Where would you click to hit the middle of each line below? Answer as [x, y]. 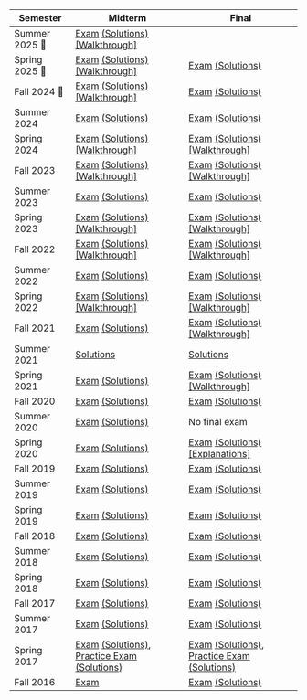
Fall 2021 [35, 328]
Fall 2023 [35, 170]
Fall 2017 [35, 604]
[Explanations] [220, 454]
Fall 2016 [35, 682]
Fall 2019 [35, 468]
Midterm [127, 18]
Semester [40, 18]
